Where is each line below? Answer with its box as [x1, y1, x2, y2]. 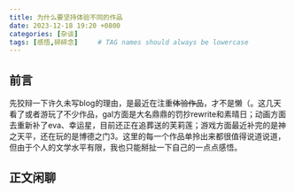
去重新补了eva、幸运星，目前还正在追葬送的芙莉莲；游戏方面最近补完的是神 [9, 120, 286, 131]
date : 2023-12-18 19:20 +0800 [9, 21, 121, 30]
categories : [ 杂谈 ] [9, 29, 79, 38]
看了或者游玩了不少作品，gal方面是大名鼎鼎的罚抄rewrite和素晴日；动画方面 [9, 109, 286, 120]
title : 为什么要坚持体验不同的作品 [9, 12, 123, 22]
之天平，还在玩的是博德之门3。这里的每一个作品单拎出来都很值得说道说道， [9, 131, 286, 142]
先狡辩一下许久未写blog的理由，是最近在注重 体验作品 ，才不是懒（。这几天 [9, 98, 282, 109]
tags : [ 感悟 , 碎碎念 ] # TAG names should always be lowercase [9, 37, 249, 47]
